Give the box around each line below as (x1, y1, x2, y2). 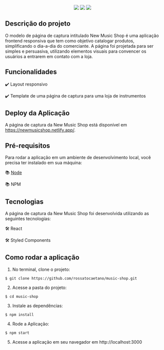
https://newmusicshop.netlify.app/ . (5, 127, 76, 133)
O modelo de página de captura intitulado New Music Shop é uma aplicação (5, 32, 159, 38)
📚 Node (5, 170, 22, 176)
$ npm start (5, 330, 29, 335)
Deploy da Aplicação (5, 109, 70, 118)
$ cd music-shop (5, 294, 38, 299)
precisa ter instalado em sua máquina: (5, 160, 82, 166)
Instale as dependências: (12, 303, 63, 309)
